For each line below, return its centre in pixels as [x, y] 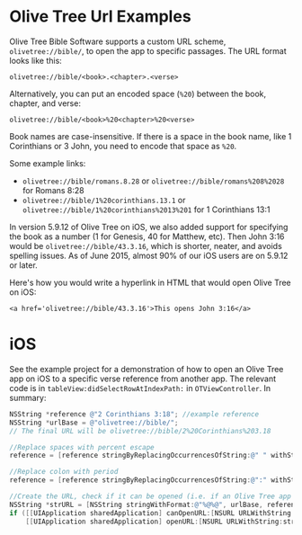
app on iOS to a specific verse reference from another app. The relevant [143, 379]
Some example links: [48, 163]
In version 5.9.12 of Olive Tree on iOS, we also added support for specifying [149, 227]
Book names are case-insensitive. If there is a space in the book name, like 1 [151, 136]
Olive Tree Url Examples [100, 17]
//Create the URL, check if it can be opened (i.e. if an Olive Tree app [151, 496]
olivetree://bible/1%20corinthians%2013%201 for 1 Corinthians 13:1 [146, 210]
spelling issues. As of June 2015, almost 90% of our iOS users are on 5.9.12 [149, 255]
